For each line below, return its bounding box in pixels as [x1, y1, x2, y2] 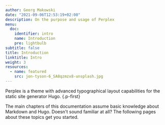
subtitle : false [5, 45, 40, 51]
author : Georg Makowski [5, 7, 56, 13]
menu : [5, 21, 17, 27]
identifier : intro [14, 31, 53, 36]
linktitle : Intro [5, 55, 42, 60]
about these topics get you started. [5, 114, 79, 120]
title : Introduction [5, 50, 49, 55]
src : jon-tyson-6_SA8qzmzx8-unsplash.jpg [14, 74, 103, 79]
